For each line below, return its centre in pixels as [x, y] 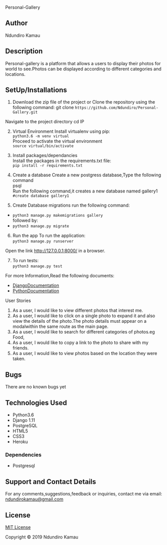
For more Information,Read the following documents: [60, 276]
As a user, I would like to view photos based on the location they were [85, 354]
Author [16, 23]
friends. [21, 348]
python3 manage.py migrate [41, 226]
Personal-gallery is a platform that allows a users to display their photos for [83, 63]
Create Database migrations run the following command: [71, 205]
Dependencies [23, 455]
